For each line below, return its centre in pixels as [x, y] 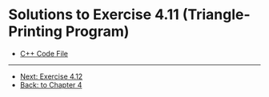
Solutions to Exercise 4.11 [94, 15]
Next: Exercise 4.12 [51, 76]
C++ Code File [44, 53]
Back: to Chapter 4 [51, 84]
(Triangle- [216, 15]
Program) [97, 31]
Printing [35, 31]
